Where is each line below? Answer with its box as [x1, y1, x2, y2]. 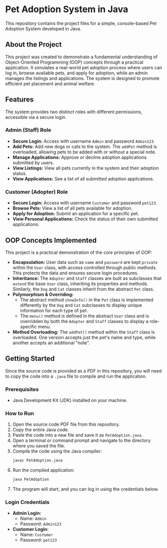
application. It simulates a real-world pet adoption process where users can [5, 64, 162, 70]
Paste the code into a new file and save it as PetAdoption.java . [12, 432, 143, 438]
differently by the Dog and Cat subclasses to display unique [20, 302, 142, 308]
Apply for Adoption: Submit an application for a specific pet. [12, 211, 139, 217]
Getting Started [5, 354, 55, 363]
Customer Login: [12, 526, 49, 532]
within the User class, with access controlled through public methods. [12, 264, 157, 270]
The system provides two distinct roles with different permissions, [5, 109, 142, 115]
